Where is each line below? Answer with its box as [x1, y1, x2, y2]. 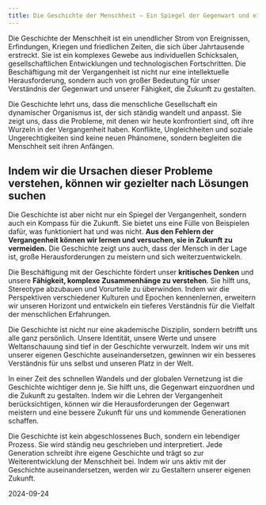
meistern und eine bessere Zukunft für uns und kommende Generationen [8, 407, 247, 417]
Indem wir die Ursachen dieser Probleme [8, 164, 214, 178]
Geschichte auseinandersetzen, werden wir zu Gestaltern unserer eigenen [8, 465, 251, 475]
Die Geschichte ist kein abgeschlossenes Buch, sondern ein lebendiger [8, 431, 241, 441]
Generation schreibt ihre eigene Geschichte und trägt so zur [8, 449, 204, 458]
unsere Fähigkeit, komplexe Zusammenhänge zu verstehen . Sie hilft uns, [8, 276, 251, 285]
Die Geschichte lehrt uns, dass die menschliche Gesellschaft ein [8, 99, 218, 109]
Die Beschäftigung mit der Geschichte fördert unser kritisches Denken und [8, 267, 254, 277]
